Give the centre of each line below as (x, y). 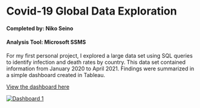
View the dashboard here (38, 87)
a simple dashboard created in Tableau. (56, 75)
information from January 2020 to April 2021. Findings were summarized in (100, 69)
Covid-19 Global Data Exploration (92, 11)
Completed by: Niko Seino (40, 28)
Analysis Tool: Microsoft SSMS (46, 42)
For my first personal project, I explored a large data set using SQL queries (100, 55)
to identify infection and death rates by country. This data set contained (96, 62)
